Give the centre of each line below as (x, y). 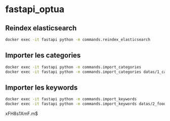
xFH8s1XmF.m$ (22, 113)
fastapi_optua (35, 9)
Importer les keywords (41, 87)
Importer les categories (43, 55)
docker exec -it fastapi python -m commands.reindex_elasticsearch (78, 39)
